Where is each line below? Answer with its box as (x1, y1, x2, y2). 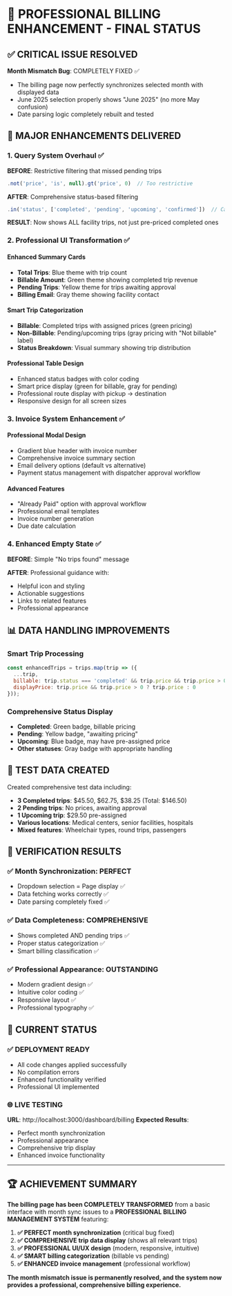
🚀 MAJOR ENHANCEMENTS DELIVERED (7, 130, 182, 142)
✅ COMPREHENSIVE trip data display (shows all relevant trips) (17, 1236, 198, 1244)
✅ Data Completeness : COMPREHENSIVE (7, 915, 148, 925)
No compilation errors (17, 1068, 79, 1076)
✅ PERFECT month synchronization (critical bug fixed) (17, 1228, 175, 1236)
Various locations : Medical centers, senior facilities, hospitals (17, 818, 193, 826)
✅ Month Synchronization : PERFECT (7, 866, 132, 876)
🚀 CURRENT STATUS (7, 1024, 97, 1036)
